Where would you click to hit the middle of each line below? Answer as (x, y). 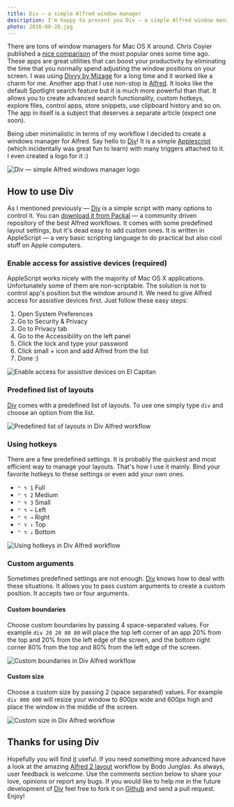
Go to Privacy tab (42, 329)
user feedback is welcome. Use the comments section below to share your (114, 774)
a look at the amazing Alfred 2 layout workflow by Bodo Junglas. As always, (116, 766)
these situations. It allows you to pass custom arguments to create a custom (116, 586)
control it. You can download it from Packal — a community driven (102, 216)
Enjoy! (16, 796)
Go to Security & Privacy (53, 322)
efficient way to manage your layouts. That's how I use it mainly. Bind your (114, 467)
